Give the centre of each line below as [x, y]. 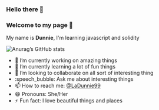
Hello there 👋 [25, 9]
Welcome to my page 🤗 [40, 25]
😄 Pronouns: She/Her [41, 94]
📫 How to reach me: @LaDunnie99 [58, 86]
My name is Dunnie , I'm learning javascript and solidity [73, 38]
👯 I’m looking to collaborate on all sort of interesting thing [84, 73]
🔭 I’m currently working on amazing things [66, 60]
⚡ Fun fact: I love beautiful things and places [68, 101]
